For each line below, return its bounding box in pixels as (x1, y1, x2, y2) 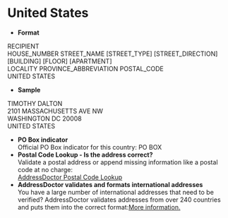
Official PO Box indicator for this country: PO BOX (17, 143, 162, 151)
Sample (17, 85, 41, 94)
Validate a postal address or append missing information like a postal (17, 157, 218, 166)
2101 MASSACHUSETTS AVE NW (7, 107, 104, 115)
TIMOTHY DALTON (7, 99, 63, 107)
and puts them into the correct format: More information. (17, 202, 181, 211)
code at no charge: (17, 165, 73, 174)
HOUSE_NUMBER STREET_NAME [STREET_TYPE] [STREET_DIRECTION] (7, 49, 218, 58)
